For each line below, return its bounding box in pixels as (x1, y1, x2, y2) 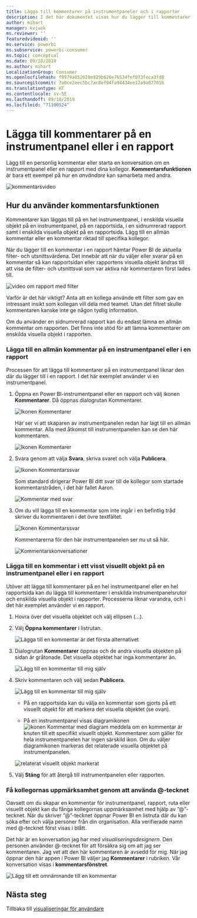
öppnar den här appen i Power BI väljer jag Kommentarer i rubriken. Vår (6, 855, 181, 862)
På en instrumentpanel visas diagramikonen (23, 717, 129, 724)
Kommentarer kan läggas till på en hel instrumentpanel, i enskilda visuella (6, 216, 184, 223)
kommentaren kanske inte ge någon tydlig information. (6, 307, 138, 314)
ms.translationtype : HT (6, 86, 65, 91)
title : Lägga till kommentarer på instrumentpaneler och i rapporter (6, 8, 181, 15)
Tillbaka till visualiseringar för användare (6, 905, 104, 912)
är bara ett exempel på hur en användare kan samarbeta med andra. (6, 172, 172, 179)
